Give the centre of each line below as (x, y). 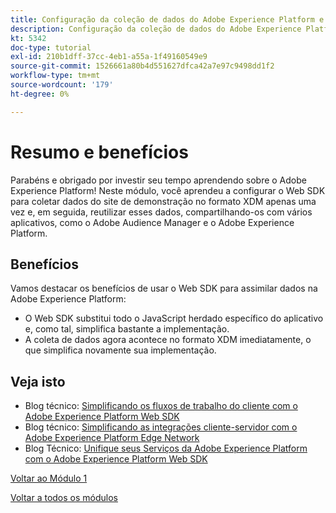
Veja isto (38, 381)
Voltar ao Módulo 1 (49, 478)
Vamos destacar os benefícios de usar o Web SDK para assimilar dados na (164, 288)
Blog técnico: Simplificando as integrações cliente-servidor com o (161, 427)
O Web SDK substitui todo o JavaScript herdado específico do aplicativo (174, 318)
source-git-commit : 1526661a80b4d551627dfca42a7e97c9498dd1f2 (142, 66)
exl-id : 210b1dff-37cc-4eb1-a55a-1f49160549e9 (109, 57)
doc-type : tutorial (51, 47)
